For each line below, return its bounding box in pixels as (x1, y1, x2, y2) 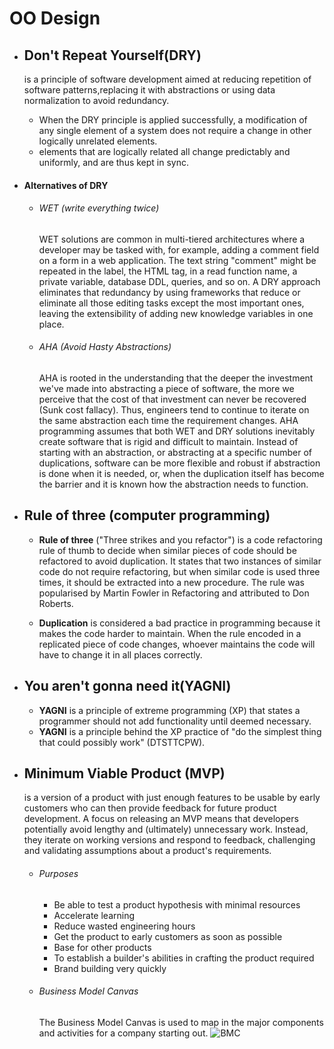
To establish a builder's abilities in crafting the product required (53, 952, 315, 964)
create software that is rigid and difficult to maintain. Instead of (38, 436, 299, 447)
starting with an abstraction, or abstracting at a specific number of (38, 447, 313, 458)
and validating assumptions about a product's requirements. (23, 845, 272, 857)
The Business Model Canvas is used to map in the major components (38, 1016, 324, 1028)
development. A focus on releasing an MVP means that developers (23, 813, 299, 825)
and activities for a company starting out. (38, 1027, 209, 1039)
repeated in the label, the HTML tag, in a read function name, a (38, 265, 298, 277)
